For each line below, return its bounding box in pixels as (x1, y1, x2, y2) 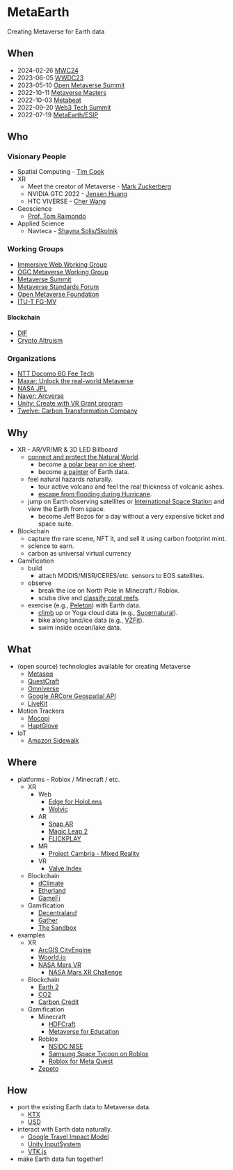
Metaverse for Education (48, 1027, 120, 1035)
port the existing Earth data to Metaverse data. (17, 1103, 151, 1111)
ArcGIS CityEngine (38, 945, 92, 954)
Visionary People (7, 151, 67, 161)
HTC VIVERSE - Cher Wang (27, 197, 106, 206)
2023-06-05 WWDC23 (17, 73, 84, 82)
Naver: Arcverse (17, 392, 64, 400)
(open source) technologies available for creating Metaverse (17, 662, 191, 670)
